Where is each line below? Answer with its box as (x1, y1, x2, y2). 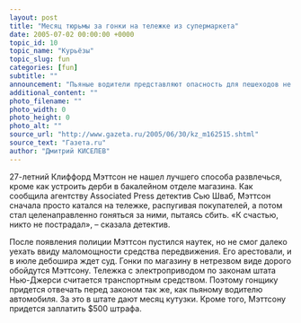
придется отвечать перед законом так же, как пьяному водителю (9, 284, 263, 294)
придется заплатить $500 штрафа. (9, 302, 142, 314)
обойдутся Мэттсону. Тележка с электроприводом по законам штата (9, 265, 277, 275)
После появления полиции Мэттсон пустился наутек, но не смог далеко (9, 236, 288, 247)
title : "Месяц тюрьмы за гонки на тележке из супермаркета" (9, 22, 240, 31)
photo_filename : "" (9, 96, 83, 106)
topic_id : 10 (9, 38, 58, 48)
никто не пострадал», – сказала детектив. (9, 219, 171, 230)
